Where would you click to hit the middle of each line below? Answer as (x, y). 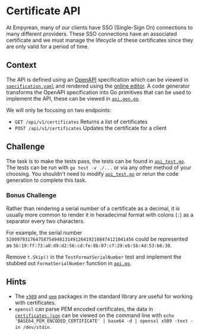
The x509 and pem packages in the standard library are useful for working (104, 296)
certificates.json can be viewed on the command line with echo (94, 315)
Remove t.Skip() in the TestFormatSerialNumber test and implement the (94, 257)
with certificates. (35, 303)
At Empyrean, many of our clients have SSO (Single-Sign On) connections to (99, 27)
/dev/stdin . (37, 326)
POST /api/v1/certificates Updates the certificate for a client (91, 128)
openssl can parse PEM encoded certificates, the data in (84, 309)
